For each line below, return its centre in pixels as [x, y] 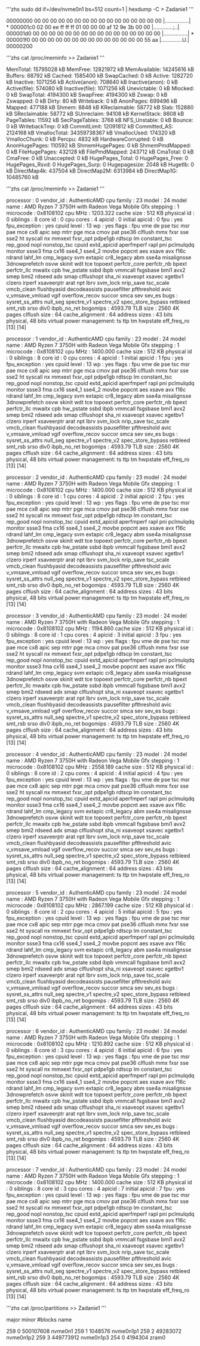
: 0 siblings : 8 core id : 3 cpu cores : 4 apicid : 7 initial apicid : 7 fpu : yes [96, 1189]
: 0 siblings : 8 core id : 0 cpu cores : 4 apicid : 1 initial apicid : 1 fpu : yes [95, 358]
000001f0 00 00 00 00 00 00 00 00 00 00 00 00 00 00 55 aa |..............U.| [98, 40]
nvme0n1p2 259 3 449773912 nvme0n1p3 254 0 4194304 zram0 [86, 1337]
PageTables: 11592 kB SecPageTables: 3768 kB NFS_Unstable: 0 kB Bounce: [100, 120]
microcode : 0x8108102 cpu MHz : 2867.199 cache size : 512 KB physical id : [100, 905]
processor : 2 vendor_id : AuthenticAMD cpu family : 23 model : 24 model [96, 477]
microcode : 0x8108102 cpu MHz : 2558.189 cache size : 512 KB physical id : [100, 767]
